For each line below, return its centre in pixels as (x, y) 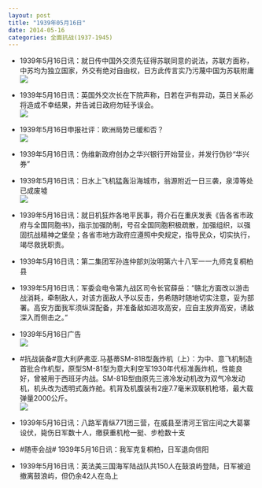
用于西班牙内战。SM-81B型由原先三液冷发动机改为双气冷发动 (146, 379)
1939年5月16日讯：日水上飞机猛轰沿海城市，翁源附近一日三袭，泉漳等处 (137, 181)
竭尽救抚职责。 (44, 245)
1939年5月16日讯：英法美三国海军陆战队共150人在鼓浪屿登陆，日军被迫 (135, 466)
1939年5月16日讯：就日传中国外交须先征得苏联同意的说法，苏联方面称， (137, 61)
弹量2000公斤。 (46, 398)
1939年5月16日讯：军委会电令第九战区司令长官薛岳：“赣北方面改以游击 (135, 288)
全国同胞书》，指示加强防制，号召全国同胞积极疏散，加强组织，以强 (142, 225)
